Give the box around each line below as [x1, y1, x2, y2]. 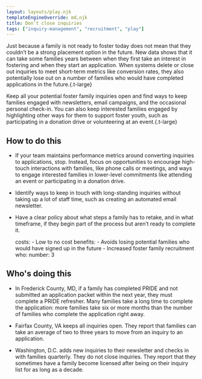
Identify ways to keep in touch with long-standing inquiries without [14, 189, 181, 196]
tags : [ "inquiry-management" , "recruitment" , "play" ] [6, 25, 145, 32]
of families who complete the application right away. [14, 310, 145, 317]
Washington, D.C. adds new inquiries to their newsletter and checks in [14, 346, 189, 354]
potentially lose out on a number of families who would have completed [6, 74, 184, 82]
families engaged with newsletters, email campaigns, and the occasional [6, 99, 187, 106]
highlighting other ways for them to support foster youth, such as [6, 112, 168, 119]
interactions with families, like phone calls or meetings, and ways [31, 164, 192, 172]
